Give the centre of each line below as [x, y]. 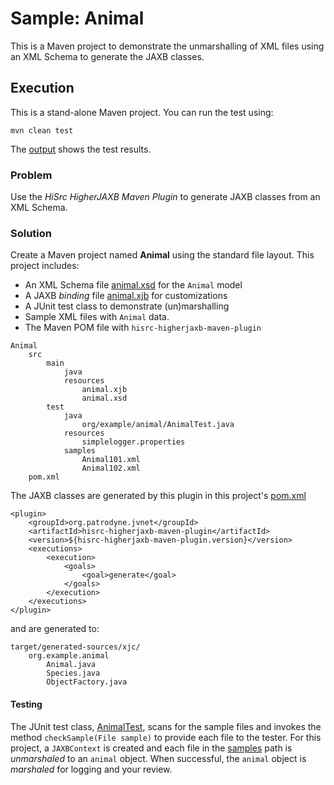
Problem [31, 175]
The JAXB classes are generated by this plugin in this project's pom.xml [158, 496]
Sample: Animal [77, 18]
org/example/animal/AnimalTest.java [158, 425]
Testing [26, 704]
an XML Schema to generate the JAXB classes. [107, 56]
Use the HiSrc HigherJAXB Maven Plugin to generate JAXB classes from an [165, 197]
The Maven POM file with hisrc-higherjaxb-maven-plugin [143, 328]
